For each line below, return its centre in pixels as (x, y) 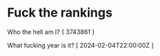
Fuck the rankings (60, 13)
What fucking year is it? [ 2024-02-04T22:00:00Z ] (80, 45)
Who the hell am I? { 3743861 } (51, 32)
